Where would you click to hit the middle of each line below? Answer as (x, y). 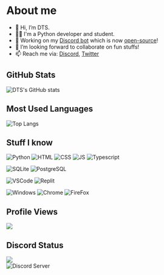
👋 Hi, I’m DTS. (32, 27)
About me (32, 11)
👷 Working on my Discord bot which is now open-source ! (87, 40)
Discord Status (35, 245)
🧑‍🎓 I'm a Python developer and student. (65, 33)
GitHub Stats (31, 75)
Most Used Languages (50, 109)
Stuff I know (29, 143)
